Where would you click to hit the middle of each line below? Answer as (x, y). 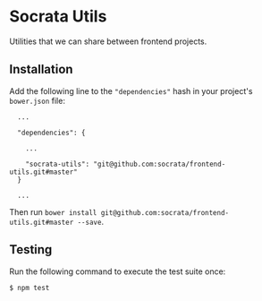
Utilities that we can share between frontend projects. (108, 41)
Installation (41, 69)
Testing (31, 249)
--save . (91, 221)
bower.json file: (37, 100)
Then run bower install (53, 211)
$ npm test (30, 288)
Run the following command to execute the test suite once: (118, 271)
